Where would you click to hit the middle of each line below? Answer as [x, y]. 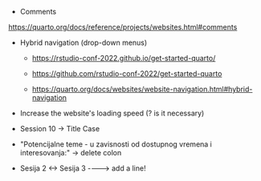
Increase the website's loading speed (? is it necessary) [112, 113]
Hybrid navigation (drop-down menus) [84, 42]
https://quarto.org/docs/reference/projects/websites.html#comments [123, 27]
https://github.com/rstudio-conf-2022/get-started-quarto [127, 74]
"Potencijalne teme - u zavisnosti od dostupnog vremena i [116, 144]
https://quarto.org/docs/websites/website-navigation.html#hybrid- [142, 89]
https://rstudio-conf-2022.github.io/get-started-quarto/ [124, 58]
